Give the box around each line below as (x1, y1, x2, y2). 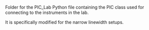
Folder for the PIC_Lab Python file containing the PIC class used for (5, 4, 144, 10)
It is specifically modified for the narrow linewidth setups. (5, 19, 124, 25)
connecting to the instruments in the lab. (5, 9, 89, 15)
